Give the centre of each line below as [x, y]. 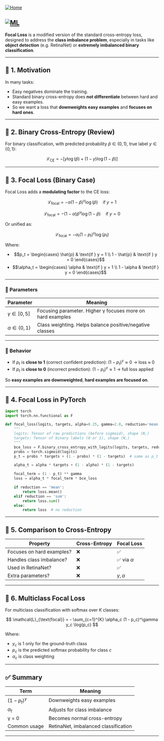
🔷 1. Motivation [28, 70]
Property [40, 544]
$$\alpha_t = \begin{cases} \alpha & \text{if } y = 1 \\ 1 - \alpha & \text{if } [86, 267]
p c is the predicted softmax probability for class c [62, 650]
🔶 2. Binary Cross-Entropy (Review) [60, 132]
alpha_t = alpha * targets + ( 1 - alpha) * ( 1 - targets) [74, 465]
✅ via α [125, 560]
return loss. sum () [41, 501]
